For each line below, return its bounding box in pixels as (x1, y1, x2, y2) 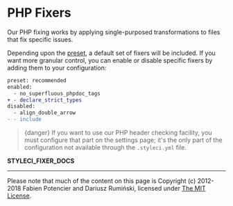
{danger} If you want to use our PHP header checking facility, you (24, 129, 213, 137)
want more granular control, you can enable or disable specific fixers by (7, 56, 213, 64)
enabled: (7, 84, 33, 90)
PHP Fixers (7, 5, 71, 21)
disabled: (7, 103, 36, 110)
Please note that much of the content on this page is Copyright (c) (7, 177, 196, 185)
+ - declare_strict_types (7, 96, 82, 104)
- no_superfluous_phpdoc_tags (13, 90, 101, 97)
